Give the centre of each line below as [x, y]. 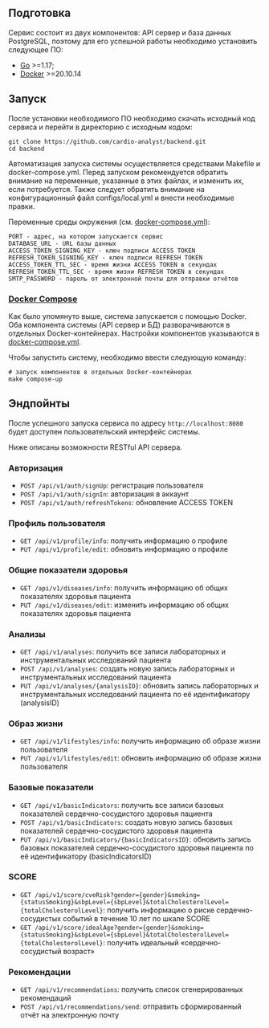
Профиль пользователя [57, 523]
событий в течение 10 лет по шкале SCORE [137, 918]
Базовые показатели [51, 788]
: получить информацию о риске [159, 910]
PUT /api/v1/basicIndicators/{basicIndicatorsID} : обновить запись [135, 839]
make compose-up [35, 379]
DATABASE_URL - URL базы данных [62, 243]
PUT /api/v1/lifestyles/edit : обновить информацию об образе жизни [141, 758]
